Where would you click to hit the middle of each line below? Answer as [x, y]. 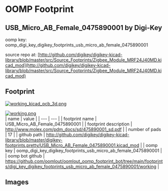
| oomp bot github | [25, 155]
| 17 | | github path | [25, 134]
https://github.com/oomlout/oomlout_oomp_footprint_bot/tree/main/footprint [84, 161]
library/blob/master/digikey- [34, 140]
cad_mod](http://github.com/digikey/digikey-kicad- [58, 65]
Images [17, 182]
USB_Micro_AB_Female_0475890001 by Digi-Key [84, 28]
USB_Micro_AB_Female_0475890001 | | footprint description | [69, 124]
